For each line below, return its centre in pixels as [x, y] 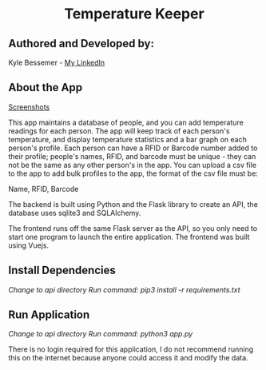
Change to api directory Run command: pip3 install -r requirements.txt [125, 289]
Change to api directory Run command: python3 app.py [101, 334]
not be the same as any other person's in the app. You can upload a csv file [133, 165]
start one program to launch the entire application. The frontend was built [129, 237]
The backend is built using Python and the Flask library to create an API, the [133, 204]
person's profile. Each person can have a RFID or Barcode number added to [133, 148]
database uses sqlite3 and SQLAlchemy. [75, 213]
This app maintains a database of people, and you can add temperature [126, 122]
